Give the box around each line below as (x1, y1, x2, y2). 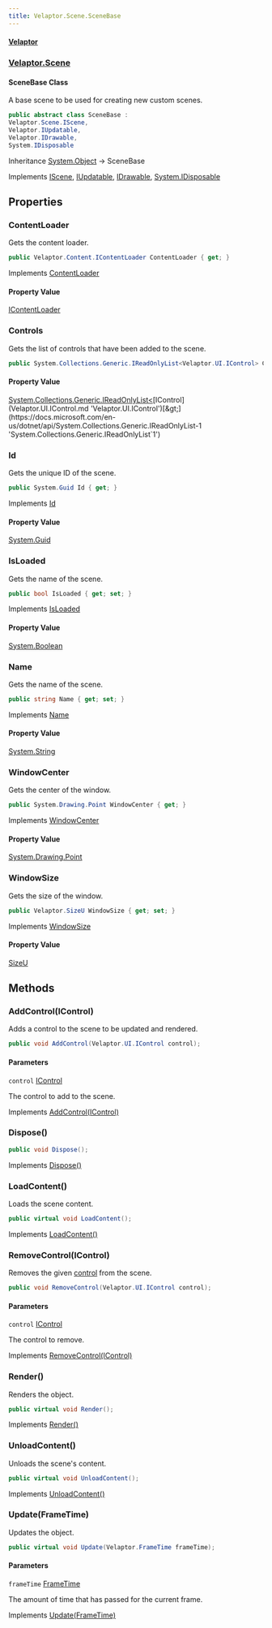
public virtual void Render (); (8, 1405, 114, 1413)
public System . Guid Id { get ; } (8, 484, 117, 492)
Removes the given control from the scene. (8, 1268, 152, 1278)
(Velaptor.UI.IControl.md (8, 403, 89, 413)
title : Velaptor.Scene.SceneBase (8, 11, 121, 20)
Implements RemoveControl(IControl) (8, 1350, 133, 1360)
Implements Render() (8, 1419, 79, 1429)
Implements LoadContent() (8, 1229, 99, 1238)
